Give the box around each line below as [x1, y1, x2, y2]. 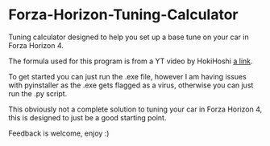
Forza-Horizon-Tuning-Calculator [8, 6, 239, 24]
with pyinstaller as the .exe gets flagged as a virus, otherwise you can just [8, 80, 254, 90]
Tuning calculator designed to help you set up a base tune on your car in [8, 32, 249, 42]
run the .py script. [8, 88, 68, 98]
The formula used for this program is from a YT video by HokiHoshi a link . [8, 56, 253, 66]
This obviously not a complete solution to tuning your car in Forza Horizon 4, [8, 104, 263, 114]
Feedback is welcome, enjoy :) [8, 128, 110, 138]
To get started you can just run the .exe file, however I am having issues [8, 71, 247, 81]
